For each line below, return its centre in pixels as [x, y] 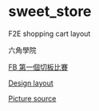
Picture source [32, 98]
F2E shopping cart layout [49, 34]
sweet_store [50, 12]
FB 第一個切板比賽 [38, 67]
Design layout [31, 83]
